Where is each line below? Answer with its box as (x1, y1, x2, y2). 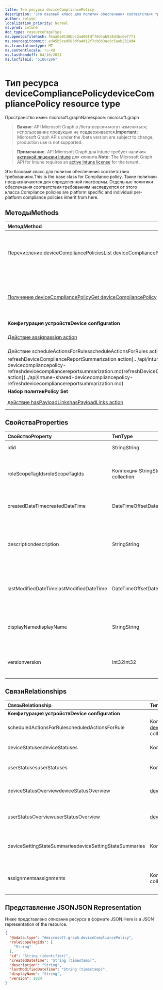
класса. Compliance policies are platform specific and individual (5, 189, 133, 195)
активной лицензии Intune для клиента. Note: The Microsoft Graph (16, 154, 153, 160)
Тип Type (112, 433, 133, 440)
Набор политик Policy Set (7, 388, 68, 394)
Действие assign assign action (7, 334, 78, 340)
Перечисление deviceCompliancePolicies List (7, 249, 112, 256)
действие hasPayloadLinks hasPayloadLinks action (7, 399, 124, 406)
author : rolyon (5, 16, 36, 21)
